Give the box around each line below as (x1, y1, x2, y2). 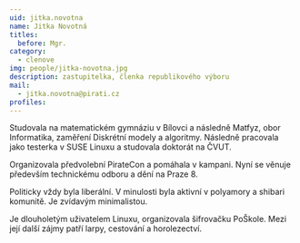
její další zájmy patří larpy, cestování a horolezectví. (9, 223, 203, 234)
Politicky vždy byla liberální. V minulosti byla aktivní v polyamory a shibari (9, 187, 285, 198)
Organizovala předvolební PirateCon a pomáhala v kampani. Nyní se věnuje (9, 160, 291, 170)
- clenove (17, 55, 55, 64)
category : (9, 47, 47, 56)
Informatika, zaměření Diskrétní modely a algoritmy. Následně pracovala (9, 132, 279, 143)
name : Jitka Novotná (9, 22, 88, 31)
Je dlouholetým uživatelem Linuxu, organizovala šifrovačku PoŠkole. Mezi (9, 214, 287, 225)
